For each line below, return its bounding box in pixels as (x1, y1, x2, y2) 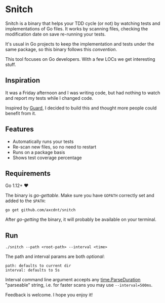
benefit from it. (5, 110, 36, 116)
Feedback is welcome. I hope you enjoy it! (5, 292, 93, 298)
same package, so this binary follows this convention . (5, 46, 117, 52)
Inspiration (5, 76, 40, 85)
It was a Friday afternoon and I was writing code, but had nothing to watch (5, 90, 160, 96)
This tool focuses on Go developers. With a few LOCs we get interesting (5, 56, 155, 62)
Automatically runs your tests (12, 138, 74, 144)
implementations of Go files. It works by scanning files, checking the (5, 25, 148, 31)
